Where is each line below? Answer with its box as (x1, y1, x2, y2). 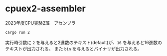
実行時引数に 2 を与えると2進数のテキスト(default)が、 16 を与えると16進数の (5, 39, 162, 45)
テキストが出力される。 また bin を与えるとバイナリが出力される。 (5, 46, 142, 52)
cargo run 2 (5, 30, 30, 35)
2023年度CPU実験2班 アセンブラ (5, 20, 76, 26)
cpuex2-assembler (5, 3, 86, 14)
